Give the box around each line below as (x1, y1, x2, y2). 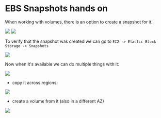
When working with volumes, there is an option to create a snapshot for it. (5, 19, 153, 25)
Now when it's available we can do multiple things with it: (5, 61, 120, 67)
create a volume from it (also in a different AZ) (12, 98, 104, 104)
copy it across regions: (12, 80, 58, 85)
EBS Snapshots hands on (5, 3, 108, 14)
